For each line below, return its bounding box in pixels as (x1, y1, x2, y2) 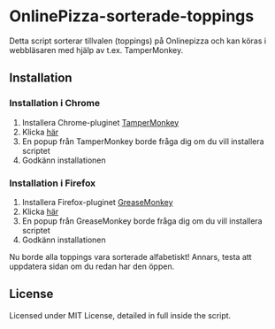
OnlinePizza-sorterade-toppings (9, 6, 255, 27)
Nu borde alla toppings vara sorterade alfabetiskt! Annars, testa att (9, 251, 252, 262)
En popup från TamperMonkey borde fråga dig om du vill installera (21, 135, 264, 147)
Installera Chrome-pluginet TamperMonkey (21, 117, 180, 127)
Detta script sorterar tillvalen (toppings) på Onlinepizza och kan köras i (9, 35, 267, 46)
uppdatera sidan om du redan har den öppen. (9, 261, 175, 272)
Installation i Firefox (9, 177, 96, 189)
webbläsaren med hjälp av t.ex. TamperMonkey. (9, 44, 184, 55)
